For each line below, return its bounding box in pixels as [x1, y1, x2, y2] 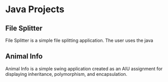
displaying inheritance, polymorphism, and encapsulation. [5, 71, 128, 77]
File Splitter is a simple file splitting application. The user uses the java [5, 37, 154, 43]
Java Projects [5, 4, 65, 15]
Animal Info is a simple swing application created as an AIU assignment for [5, 65, 163, 72]
